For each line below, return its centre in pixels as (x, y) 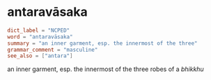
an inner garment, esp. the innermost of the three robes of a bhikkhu (105, 69)
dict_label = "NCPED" (39, 30)
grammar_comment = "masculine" (53, 50)
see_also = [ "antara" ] (40, 56)
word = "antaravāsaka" (40, 37)
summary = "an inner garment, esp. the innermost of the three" (102, 43)
